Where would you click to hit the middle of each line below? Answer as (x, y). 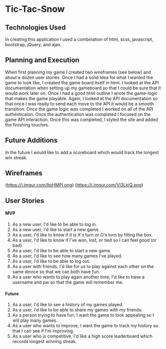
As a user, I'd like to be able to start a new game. (62, 251)
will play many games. (35, 320)
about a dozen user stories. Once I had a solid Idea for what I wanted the (79, 77)
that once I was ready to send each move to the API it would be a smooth (80, 104)
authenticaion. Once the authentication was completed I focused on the (78, 114)
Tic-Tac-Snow (35, 9)
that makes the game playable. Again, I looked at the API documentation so (82, 98)
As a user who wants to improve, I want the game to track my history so (85, 326)
